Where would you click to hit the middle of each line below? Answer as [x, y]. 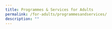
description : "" [22, 19]
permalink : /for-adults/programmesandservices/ [56, 14]
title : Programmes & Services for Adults [49, 10]
